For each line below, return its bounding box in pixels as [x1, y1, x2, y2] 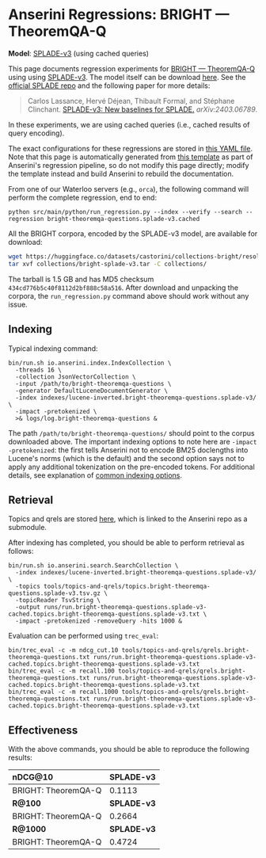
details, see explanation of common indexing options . [8, 470, 183, 480]
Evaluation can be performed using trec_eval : [8, 631, 159, 641]
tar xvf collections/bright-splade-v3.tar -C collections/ [8, 260, 207, 268]
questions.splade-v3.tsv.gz [8, 589, 101, 597]
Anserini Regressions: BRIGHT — [8, 6, 230, 24]
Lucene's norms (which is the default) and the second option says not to [8, 453, 245, 463]
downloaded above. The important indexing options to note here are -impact [8, 437, 257, 446]
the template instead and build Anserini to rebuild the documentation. [8, 169, 234, 178]
